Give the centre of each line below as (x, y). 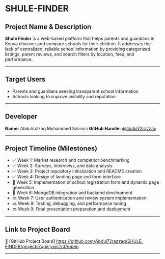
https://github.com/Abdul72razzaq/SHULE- (100, 241)
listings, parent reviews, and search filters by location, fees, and (70, 54)
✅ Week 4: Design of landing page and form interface (67, 177)
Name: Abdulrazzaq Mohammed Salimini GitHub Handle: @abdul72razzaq (81, 128)
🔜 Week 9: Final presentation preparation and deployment (71, 209)
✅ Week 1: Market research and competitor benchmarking (71, 160)
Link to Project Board (38, 229)
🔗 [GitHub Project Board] (30, 241)
